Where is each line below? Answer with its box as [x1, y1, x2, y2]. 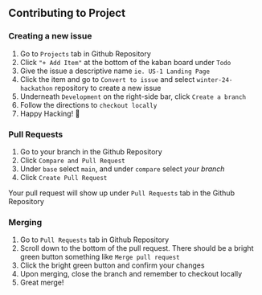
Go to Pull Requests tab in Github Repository [19, 235, 170, 244]
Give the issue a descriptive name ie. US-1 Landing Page [19, 66, 211, 76]
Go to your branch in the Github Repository [19, 146, 162, 156]
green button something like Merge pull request [19, 252, 180, 262]
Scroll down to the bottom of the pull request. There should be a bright [19, 244, 254, 253]
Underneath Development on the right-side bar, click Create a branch [19, 92, 247, 101]
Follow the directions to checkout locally [19, 100, 158, 109]
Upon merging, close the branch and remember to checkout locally [19, 269, 243, 279]
